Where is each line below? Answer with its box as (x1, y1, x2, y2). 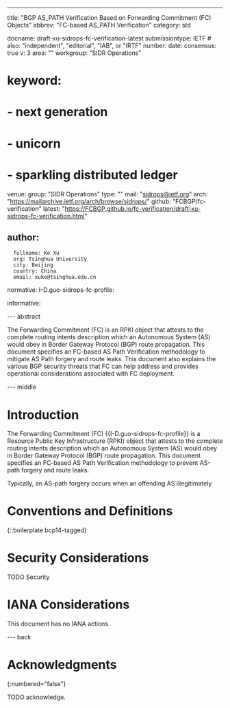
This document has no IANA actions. (7, 619, 111, 628)
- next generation (7, 104, 108, 120)
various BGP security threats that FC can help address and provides (7, 362, 199, 371)
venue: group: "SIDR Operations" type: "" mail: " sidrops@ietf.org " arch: (7, 190, 208, 198)
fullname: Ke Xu (13, 250, 60, 257)
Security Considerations (7, 550, 149, 566)
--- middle (7, 382, 36, 391)
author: (7, 231, 40, 243)
